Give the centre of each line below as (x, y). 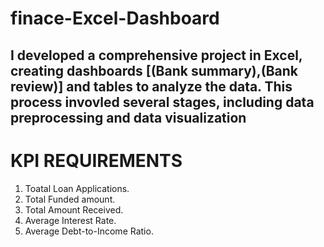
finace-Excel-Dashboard (115, 18)
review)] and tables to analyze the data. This (151, 86)
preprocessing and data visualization (128, 117)
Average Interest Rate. (70, 220)
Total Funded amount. (70, 199)
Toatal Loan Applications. (77, 188)
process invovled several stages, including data (162, 102)
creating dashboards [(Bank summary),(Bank (154, 70)
